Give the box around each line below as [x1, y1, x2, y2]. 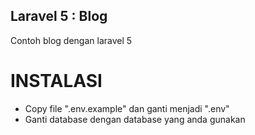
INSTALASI [10, 70, 103, 92]
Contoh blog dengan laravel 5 [10, 34, 133, 46]
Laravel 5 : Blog [10, 8, 108, 25]
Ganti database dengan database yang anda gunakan [24, 113, 246, 125]
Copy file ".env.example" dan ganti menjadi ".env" [24, 102, 230, 114]
